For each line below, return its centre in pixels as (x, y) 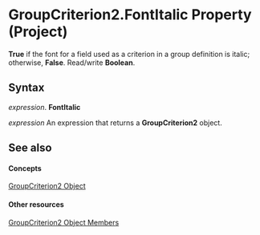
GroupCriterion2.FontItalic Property (130, 15)
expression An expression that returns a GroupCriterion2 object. (115, 123)
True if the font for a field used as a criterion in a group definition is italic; (129, 54)
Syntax (26, 88)
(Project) (38, 32)
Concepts (25, 168)
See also (30, 148)
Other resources (36, 204)
